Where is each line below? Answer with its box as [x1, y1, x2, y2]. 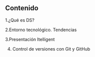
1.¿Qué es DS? [5, 17, 35, 23]
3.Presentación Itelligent [5, 36, 55, 42]
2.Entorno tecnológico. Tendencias [5, 27, 77, 33]
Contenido [5, 4, 39, 12]
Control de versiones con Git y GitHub [12, 46, 91, 52]
